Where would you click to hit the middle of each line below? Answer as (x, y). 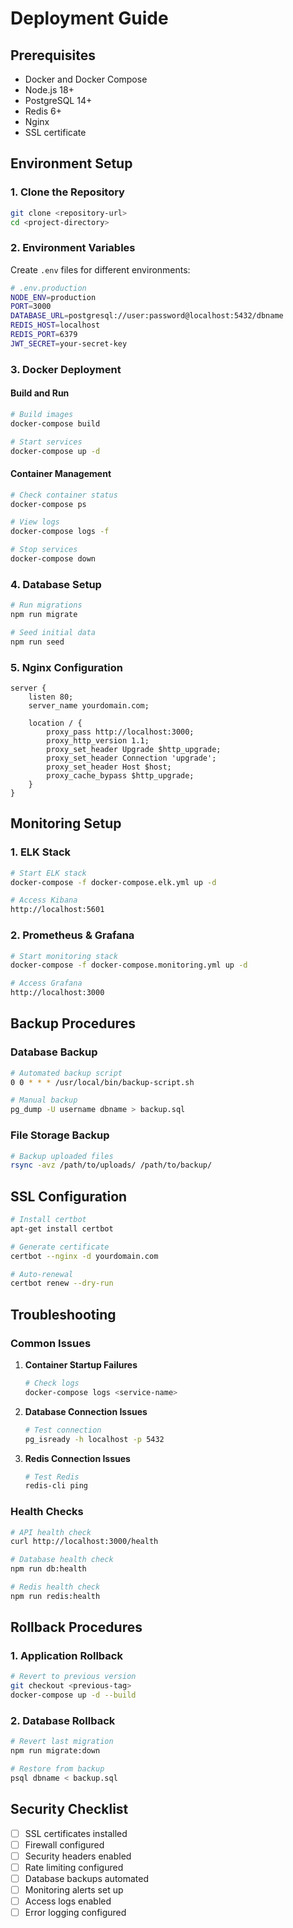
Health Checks (47, 1512)
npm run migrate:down (55, 1751)
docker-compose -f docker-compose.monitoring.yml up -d (129, 965)
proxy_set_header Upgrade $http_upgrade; (134, 750)
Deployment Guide (89, 18)
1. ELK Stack (41, 852)
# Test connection (63, 1430)
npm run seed (37, 642)
